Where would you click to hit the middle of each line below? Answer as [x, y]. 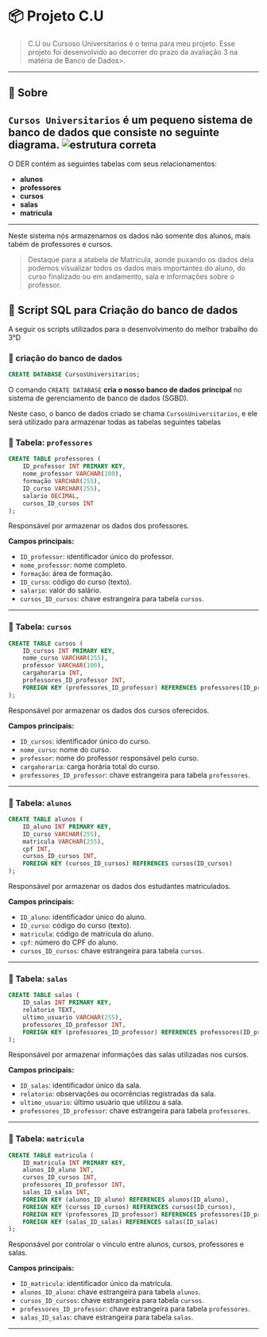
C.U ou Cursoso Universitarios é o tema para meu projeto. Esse [132, 43]
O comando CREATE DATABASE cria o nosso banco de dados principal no [125, 390]
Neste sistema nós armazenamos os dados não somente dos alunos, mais [130, 236]
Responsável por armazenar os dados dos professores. [99, 526]
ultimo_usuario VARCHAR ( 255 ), [73, 1017]
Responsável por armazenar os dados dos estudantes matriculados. [120, 887]
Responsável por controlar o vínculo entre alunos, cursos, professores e [126, 1244]
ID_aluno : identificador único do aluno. [83, 917]
